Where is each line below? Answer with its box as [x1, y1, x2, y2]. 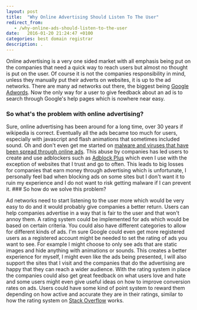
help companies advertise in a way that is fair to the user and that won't [6, 209, 179, 216]
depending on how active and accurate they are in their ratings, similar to [6, 291, 183, 298]
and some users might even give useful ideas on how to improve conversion [6, 278, 191, 285]
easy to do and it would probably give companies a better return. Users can [6, 204, 189, 211]
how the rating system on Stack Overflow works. [6, 297, 125, 304]
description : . [6, 42, 44, 48]
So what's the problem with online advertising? [6, 109, 144, 118]
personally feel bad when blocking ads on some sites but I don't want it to [6, 173, 185, 180]
